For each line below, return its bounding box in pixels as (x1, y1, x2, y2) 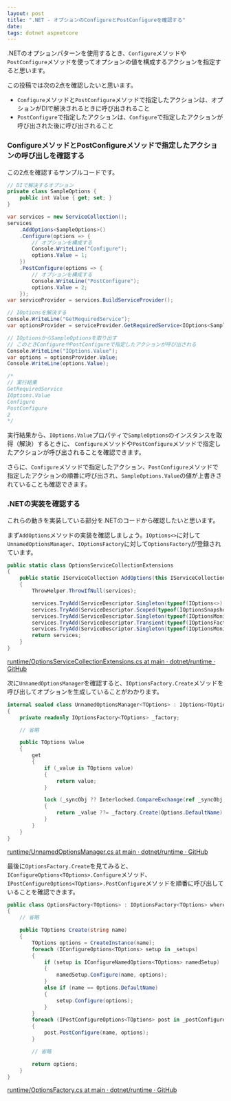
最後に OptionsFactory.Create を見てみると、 (7, 861, 132, 870)
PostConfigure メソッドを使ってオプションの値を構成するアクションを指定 (7, 58, 215, 66)
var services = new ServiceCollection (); (7, 213, 128, 221)
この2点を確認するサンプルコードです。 (7, 168, 119, 176)
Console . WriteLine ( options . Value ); (7, 360, 109, 367)
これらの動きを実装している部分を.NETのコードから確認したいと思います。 (7, 516, 219, 525)
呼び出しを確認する (21, 151, 85, 161)
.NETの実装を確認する (7, 499, 80, 509)
